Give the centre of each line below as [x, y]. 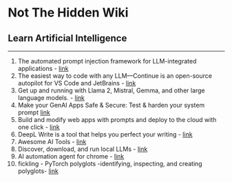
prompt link [34, 112]
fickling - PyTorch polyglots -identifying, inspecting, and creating [110, 164]
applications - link [43, 68]
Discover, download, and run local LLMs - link [83, 149]
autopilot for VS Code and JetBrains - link [77, 83]
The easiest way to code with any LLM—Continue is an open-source [115, 76]
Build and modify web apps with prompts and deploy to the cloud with [117, 120]
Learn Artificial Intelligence [67, 38]
